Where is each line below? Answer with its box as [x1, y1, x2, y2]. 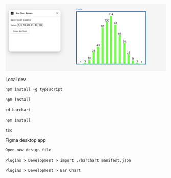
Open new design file [5, 148, 52, 153]
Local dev [5, 76, 26, 83]
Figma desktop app [5, 137, 46, 143]
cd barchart [5, 107, 31, 113]
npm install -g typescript [5, 87, 63, 92]
